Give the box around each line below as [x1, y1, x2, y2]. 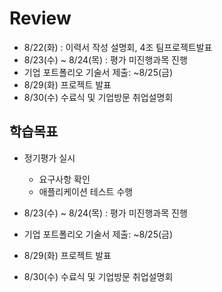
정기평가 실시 [23, 152, 76, 164]
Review [9, 7, 72, 30]
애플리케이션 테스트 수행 [38, 185, 134, 197]
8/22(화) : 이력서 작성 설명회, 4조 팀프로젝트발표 [23, 41, 213, 53]
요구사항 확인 [38, 173, 91, 185]
